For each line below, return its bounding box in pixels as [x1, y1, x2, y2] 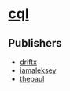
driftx [19, 57, 38, 66]
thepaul [19, 74, 45, 83]
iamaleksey [19, 66, 57, 75]
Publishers [8, 36, 62, 50]
